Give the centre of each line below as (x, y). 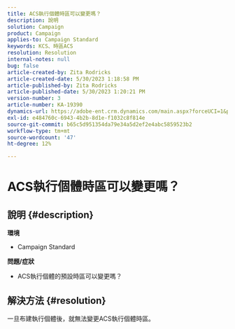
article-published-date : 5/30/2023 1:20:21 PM (76, 92)
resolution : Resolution (42, 53)
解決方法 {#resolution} (57, 301)
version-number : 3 (34, 99)
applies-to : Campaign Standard (53, 40)
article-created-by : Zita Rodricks (59, 72)
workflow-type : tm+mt (39, 131)
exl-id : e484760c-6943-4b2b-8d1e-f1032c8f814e (76, 118)
